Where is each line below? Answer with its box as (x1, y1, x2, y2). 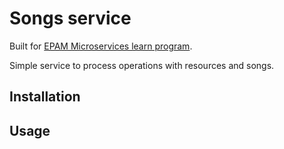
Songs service (9, 7, 132, 30)
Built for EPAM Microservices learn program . (9, 40, 193, 52)
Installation (9, 88, 81, 106)
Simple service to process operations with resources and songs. (9, 59, 275, 71)
